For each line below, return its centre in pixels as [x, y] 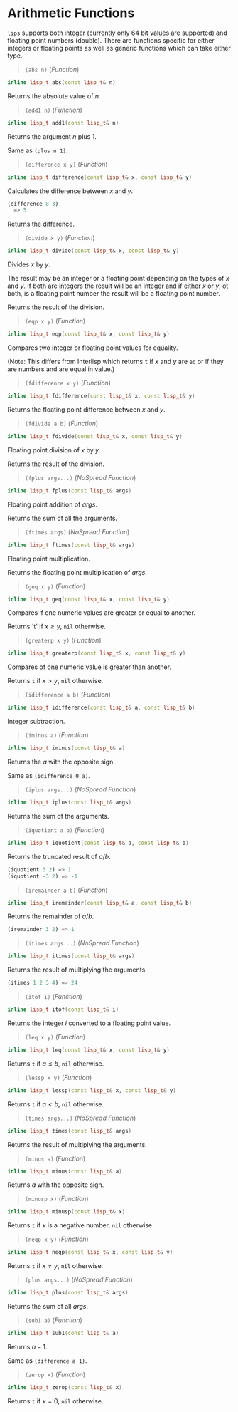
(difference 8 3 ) [33, 204]
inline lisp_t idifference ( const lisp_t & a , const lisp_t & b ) [101, 708]
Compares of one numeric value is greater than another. [90, 667]
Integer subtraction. [36, 722]
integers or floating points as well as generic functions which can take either [119, 48]
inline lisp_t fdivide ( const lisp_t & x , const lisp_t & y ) [95, 436]
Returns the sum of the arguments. [58, 816]
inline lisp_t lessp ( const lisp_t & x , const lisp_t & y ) [92, 1090]
